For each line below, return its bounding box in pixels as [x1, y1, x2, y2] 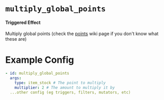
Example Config [5, 54, 74, 65]
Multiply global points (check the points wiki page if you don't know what [5, 31, 159, 37]
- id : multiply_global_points [5, 71, 70, 76]
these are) [5, 36, 27, 42]
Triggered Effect [5, 19, 41, 26]
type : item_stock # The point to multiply [14, 81, 106, 86]
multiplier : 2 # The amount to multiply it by [14, 85, 115, 90]
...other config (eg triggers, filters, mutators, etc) [10, 90, 131, 95]
